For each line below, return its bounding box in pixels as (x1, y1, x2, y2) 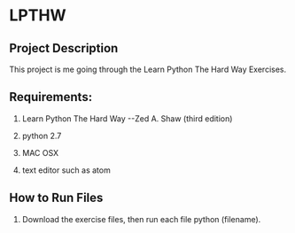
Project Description (9, 41, 119, 56)
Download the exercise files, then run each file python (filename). (21, 214, 261, 224)
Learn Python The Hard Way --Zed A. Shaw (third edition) (21, 113, 233, 124)
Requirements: (9, 89, 93, 105)
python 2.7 (21, 130, 62, 141)
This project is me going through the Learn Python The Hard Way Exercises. (9, 64, 287, 74)
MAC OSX (21, 147, 59, 158)
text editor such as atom (21, 165, 111, 175)
